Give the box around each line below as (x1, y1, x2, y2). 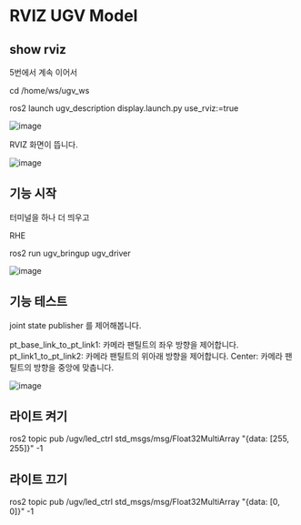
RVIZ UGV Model (9, 5, 138, 26)
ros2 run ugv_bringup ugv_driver (9, 247, 131, 258)
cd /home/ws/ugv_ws (9, 86, 90, 96)
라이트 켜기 (9, 409, 68, 424)
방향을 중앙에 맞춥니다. (33, 361, 115, 373)
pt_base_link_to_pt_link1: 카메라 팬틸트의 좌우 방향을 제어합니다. (9, 338, 239, 350)
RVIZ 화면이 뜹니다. (9, 139, 79, 150)
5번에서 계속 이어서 (9, 67, 78, 77)
